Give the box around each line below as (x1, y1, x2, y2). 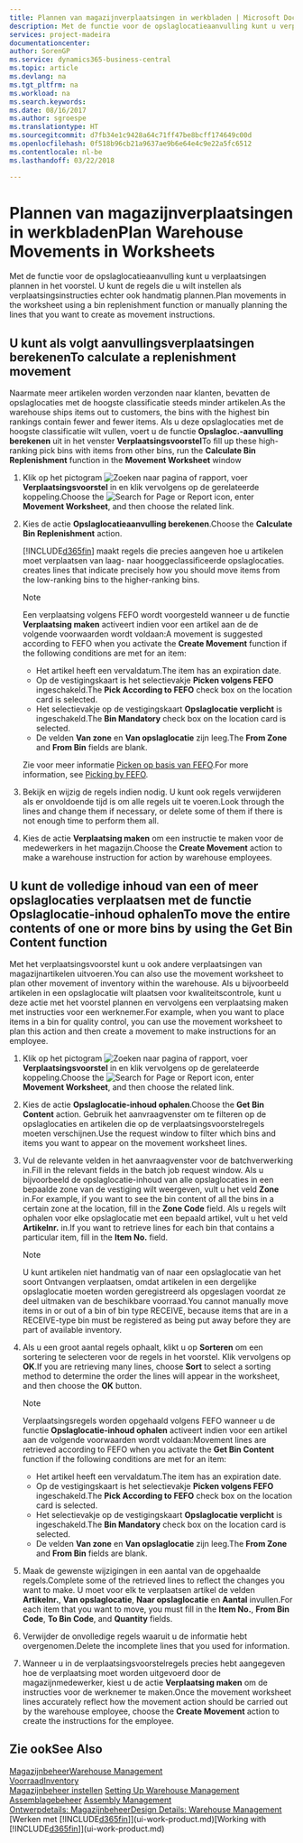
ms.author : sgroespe (9, 114, 87, 123)
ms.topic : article (9, 64, 78, 73)
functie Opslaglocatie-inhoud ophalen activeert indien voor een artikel (22, 1425, 288, 1436)
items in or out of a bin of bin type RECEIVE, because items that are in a (22, 1306, 289, 1317)
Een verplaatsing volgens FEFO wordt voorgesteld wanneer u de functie (22, 610, 290, 620)
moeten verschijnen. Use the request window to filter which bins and (22, 1128, 277, 1139)
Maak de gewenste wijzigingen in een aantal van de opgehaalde (22, 1566, 262, 1577)
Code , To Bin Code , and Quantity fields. (22, 1614, 173, 1624)
